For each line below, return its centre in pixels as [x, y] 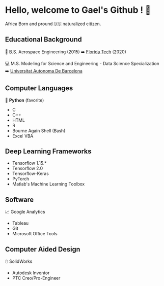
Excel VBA [23, 136]
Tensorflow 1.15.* [29, 163]
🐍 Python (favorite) [25, 100]
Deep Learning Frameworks [48, 151]
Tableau [20, 223]
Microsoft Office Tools [35, 234]
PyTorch [21, 179]
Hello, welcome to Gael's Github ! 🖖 [78, 10]
